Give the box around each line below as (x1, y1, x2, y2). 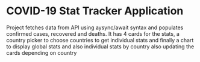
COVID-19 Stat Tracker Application (6, 4, 184, 18)
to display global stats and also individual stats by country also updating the (6, 43, 195, 50)
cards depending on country (6, 49, 77, 56)
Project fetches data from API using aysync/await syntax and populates (6, 24, 184, 31)
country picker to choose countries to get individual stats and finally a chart (6, 36, 194, 44)
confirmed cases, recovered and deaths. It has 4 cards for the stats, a (6, 30, 180, 37)
